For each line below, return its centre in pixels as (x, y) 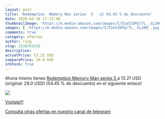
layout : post (18, 10)
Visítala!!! (14, 102)
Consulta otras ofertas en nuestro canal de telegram (58, 112)
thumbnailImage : (22, 23)
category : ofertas (24, 37)
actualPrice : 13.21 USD (29, 55)
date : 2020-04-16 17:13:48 (33, 19)
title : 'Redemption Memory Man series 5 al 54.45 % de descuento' (79, 14)
